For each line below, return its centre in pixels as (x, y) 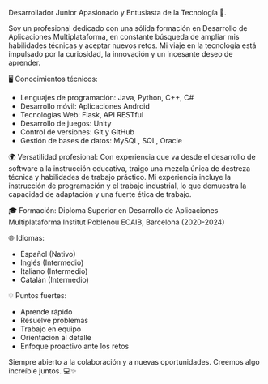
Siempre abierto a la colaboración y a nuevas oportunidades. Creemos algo (134, 362)
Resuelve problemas (54, 320)
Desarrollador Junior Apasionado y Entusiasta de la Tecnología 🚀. (117, 13)
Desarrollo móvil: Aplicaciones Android (85, 106)
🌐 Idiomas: (26, 238)
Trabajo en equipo (51, 329)
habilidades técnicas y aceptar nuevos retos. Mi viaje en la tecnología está (132, 45)
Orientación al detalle (55, 337)
